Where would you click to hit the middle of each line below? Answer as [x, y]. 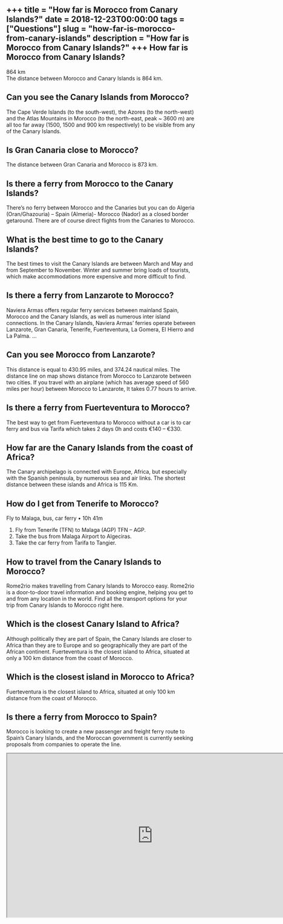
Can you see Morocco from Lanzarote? [81, 355]
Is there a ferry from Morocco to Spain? [82, 717]
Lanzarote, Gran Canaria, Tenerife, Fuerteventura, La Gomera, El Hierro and [100, 329]
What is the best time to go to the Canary [85, 239]
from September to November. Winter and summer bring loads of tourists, [98, 270]
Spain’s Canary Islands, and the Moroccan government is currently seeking [100, 738]
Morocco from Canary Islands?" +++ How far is [97, 48]
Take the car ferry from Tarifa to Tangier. [66, 543]
